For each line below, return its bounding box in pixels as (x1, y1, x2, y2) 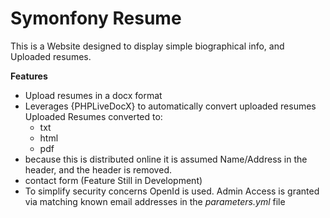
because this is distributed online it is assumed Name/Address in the (24, 153, 308, 165)
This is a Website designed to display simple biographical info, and (10, 40, 285, 52)
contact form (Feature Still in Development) (24, 174, 203, 186)
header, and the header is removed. (24, 163, 172, 176)
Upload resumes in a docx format (24, 89, 163, 101)
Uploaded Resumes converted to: (24, 110, 163, 122)
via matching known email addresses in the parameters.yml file (24, 195, 286, 207)
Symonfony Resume (10, 7, 182, 30)
